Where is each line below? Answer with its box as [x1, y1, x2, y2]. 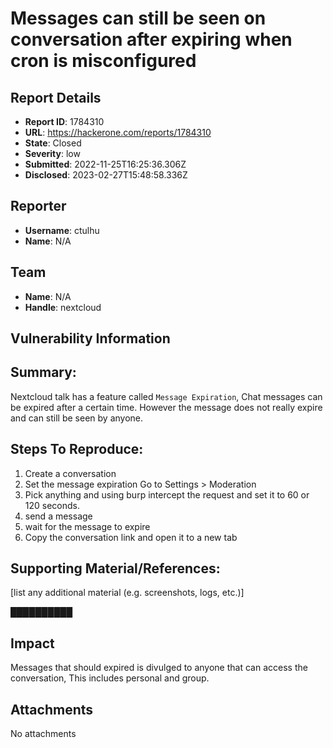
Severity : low [24, 148, 81, 159]
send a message [24, 510, 93, 522]
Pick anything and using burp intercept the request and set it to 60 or [24, 488, 310, 501]
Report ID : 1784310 [24, 116, 105, 127]
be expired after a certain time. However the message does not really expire [10, 401, 323, 413]
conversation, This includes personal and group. [10, 672, 210, 684]
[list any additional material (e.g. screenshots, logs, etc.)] [10, 587, 245, 599]
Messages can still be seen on [10, 7, 267, 30]
